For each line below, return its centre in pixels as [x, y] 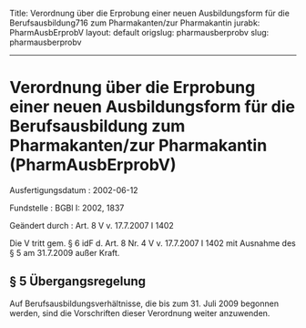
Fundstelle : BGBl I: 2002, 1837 [67, 208]
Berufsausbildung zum [97, 126]
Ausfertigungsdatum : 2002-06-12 [74, 190]
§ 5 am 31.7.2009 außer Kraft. [65, 252]
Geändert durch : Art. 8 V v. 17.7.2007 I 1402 [92, 225]
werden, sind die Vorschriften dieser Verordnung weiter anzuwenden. [140, 313]
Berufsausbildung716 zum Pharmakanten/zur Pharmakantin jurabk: [135, 23]
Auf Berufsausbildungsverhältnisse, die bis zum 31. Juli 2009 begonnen [144, 303]
